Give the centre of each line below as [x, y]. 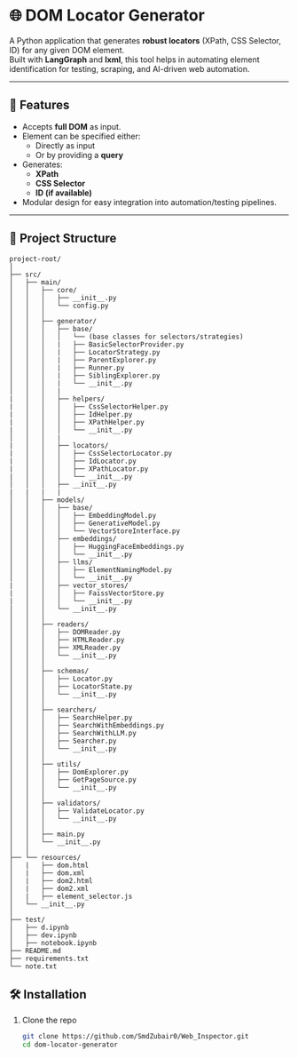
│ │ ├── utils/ [45, 764]
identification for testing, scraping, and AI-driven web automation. [129, 68]
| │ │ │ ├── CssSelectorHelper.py [89, 406]
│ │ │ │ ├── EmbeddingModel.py [83, 515]
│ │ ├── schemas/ [49, 671]
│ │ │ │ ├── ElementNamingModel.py [91, 569]
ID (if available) [63, 193]
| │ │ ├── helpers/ [57, 399]
